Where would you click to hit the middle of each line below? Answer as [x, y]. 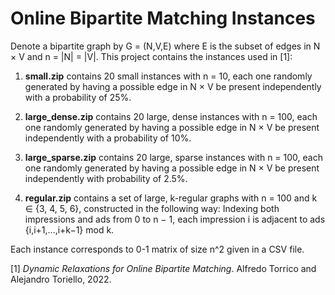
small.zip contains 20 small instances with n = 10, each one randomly [168, 76]
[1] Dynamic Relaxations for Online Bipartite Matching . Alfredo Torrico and [163, 268]
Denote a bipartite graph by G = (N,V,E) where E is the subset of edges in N [165, 46]
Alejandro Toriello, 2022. [61, 279]
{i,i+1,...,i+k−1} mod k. [69, 229]
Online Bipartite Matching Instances [163, 18]
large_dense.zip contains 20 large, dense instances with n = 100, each [171, 116]
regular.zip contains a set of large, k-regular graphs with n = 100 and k [171, 198]
